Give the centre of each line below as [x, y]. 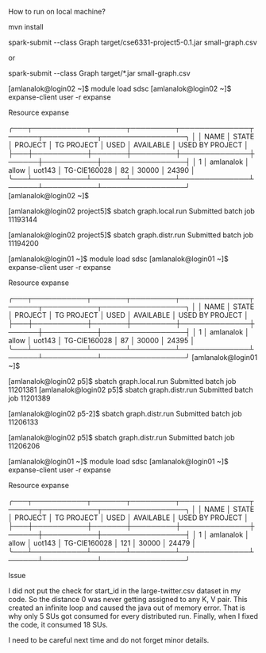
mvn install [26, 27]
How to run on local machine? [57, 12]
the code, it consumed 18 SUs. [58, 625]
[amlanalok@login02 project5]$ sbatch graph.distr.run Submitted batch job [131, 235]
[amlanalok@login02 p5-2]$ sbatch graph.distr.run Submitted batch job [125, 414]
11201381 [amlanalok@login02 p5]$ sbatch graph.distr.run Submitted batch [131, 390]
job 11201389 [29, 398]
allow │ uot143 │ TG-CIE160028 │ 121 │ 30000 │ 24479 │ [102, 543]
